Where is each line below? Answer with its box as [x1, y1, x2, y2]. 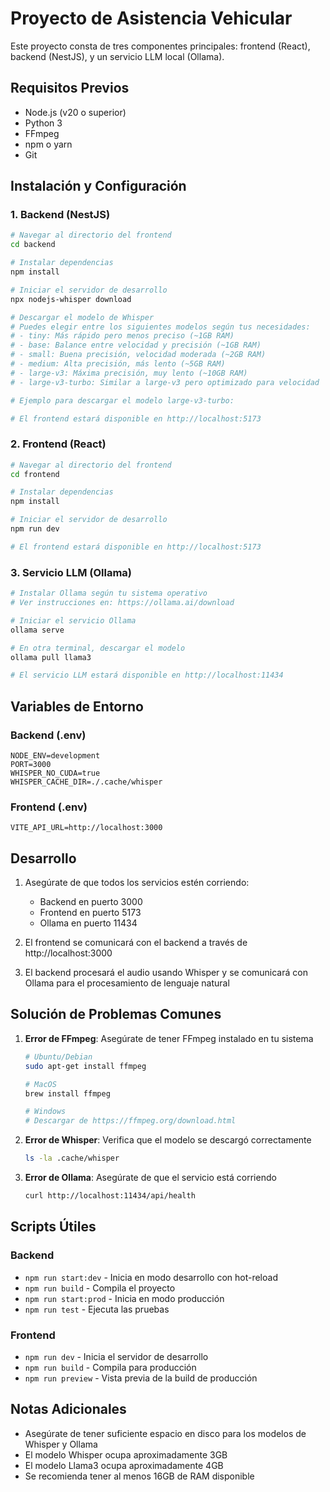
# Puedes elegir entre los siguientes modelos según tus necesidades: [10, 322, 311, 332]
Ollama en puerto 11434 [39, 917, 138, 929]
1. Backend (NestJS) [10, 208, 111, 222]
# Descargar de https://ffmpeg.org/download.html [24, 1116, 237, 1126]
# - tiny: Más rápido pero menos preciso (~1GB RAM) [10, 331, 235, 341]
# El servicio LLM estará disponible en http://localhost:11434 [10, 670, 284, 681]
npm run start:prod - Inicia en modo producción [24, 1292, 225, 1304]
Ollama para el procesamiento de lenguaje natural [24, 977, 230, 989]
